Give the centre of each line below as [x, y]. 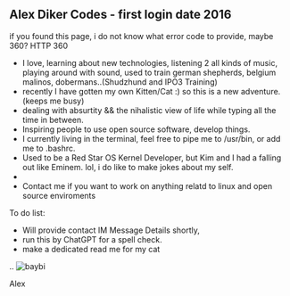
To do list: [27, 212]
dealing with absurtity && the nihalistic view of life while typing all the [149, 110]
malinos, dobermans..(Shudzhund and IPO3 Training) [120, 82]
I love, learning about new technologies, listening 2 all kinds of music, [150, 62]
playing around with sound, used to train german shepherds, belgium [149, 72]
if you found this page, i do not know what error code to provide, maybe [141, 36]
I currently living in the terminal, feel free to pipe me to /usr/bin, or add [151, 138]
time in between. [53, 119]
